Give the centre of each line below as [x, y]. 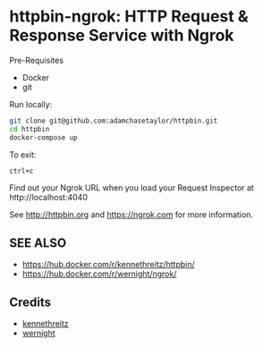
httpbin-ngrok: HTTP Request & [129, 17]
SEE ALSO [38, 243]
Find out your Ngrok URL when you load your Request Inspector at [132, 188]
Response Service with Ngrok [122, 35]
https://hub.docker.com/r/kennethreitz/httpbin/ [108, 265]
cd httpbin [30, 129]
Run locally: [31, 104]
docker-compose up [43, 137]
